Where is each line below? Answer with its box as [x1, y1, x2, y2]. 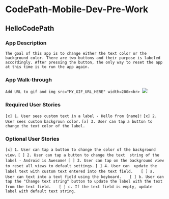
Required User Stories [5, 101, 61, 108]
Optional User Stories [5, 136, 60, 143]
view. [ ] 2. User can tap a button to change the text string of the [5, 152, 159, 158]
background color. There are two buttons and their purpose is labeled [5, 55, 160, 60]
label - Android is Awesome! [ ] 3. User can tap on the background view [5, 158, 164, 163]
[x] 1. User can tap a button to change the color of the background [5, 147, 156, 152]
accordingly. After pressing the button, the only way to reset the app [5, 60, 163, 65]
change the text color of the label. [5, 124, 86, 129]
